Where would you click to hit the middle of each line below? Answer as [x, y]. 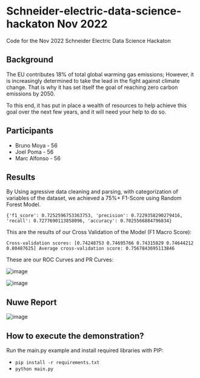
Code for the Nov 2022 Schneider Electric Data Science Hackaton [89, 41]
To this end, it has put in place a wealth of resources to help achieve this [96, 105]
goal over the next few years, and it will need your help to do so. [86, 112]
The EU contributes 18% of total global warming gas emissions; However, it [100, 74]
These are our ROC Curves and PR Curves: [60, 260]
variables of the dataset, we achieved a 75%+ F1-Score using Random [94, 198]
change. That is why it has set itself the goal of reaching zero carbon [92, 87]
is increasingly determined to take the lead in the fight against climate [93, 80]
